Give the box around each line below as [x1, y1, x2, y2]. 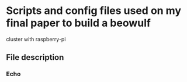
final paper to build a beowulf [6, 16, 151, 30]
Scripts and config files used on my [6, 4, 182, 17]
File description [6, 52, 64, 62]
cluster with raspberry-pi [6, 35, 66, 42]
